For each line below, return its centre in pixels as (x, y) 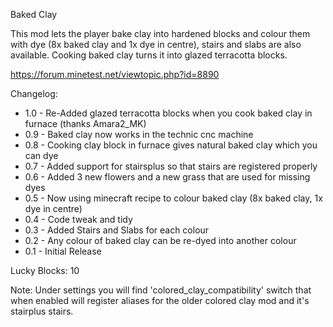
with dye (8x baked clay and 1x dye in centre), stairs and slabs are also (156, 44)
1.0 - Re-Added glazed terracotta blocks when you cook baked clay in (168, 113)
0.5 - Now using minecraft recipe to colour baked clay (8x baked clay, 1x (173, 198)
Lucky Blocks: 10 (45, 270)
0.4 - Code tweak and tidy (78, 219)
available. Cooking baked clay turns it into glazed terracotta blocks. (149, 55)
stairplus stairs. (42, 311)
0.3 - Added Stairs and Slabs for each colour (117, 230)
